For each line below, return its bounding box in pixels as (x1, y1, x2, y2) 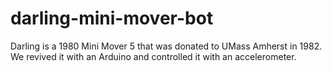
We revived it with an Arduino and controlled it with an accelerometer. (10, 50, 297, 62)
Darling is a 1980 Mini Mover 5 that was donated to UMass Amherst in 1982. (10, 40, 323, 52)
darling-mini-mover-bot (10, 7, 214, 30)
